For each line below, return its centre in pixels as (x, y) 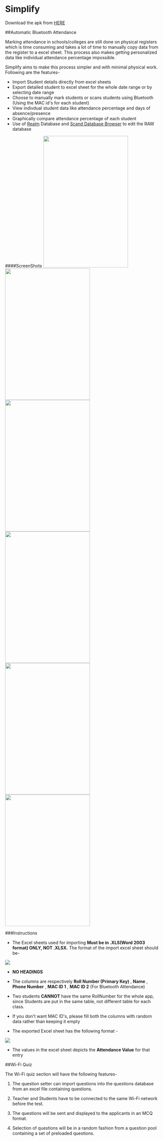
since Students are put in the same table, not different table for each (81, 1001)
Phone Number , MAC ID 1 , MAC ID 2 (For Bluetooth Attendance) (79, 986)
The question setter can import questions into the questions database (83, 1083)
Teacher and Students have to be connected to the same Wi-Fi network (85, 1098)
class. (18, 1006)
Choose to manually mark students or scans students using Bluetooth (83, 98)
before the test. (28, 1104)
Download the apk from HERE (35, 23)
